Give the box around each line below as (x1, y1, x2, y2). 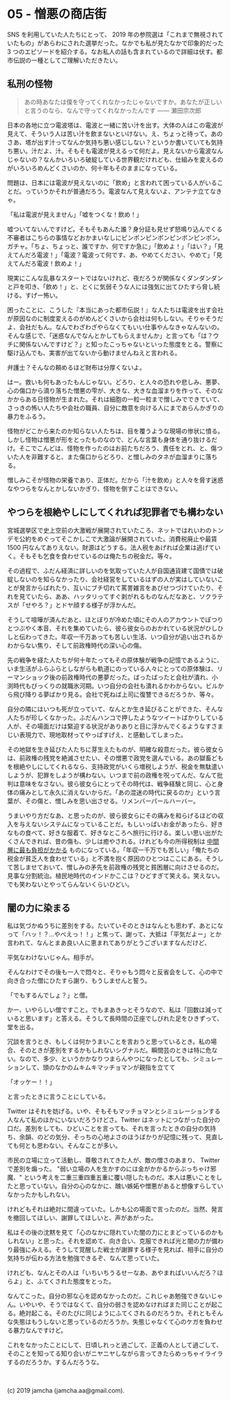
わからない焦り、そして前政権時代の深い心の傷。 (7, 641, 146, 650)
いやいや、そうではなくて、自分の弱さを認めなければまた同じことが (19, 1301, 212, 1309)
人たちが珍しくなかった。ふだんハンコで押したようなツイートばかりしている (7, 713, 224, 722)
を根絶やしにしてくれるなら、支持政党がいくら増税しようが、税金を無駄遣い (7, 762, 223, 771)
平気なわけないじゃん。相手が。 (7, 953, 98, 962)
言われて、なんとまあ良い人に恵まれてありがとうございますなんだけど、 (7, 939, 211, 947)
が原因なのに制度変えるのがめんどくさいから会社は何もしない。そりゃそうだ (7, 314, 223, 322)
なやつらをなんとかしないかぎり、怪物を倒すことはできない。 (7, 484, 182, 492)
